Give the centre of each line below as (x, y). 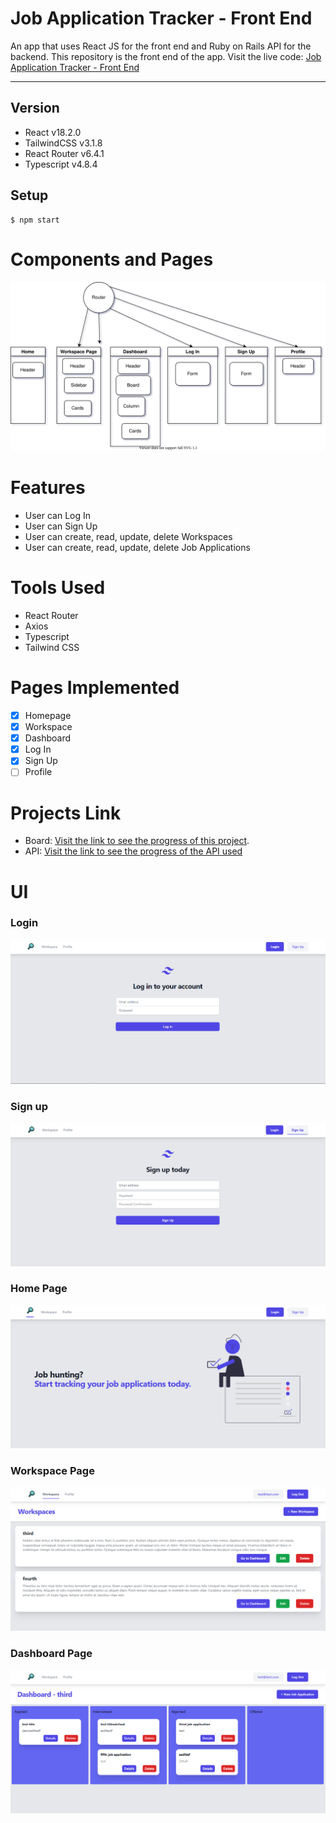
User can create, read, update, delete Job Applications (137, 548)
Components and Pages (112, 259)
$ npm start (35, 220)
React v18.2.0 (53, 132)
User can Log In (58, 516)
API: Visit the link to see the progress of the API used (133, 851)
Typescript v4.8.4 (61, 164)
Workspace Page (52, 1471)
